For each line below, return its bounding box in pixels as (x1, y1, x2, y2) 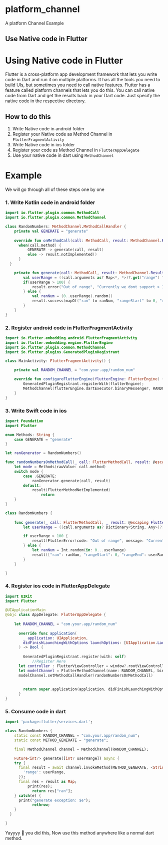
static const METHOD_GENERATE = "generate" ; (14, 738, 108, 743)
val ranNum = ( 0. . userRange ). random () (31, 294, 113, 299)
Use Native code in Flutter (5, 35, 87, 43)
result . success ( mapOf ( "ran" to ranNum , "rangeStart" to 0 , (31, 298, 157, 304)
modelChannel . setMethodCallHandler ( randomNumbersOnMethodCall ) (18, 673, 153, 678)
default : (23, 483, 41, 488)
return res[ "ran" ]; (31, 788, 72, 793)
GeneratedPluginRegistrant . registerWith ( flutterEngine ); (23, 381, 144, 386)
